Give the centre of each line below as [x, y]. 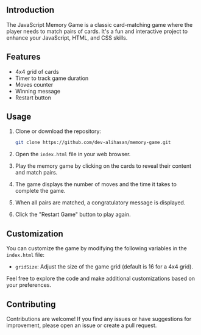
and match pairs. [36, 173]
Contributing [31, 304]
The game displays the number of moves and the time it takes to [96, 184]
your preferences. [29, 285]
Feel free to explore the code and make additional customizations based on [101, 279]
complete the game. [40, 191]
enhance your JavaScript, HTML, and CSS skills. [67, 38]
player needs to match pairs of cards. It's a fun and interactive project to [97, 31]
